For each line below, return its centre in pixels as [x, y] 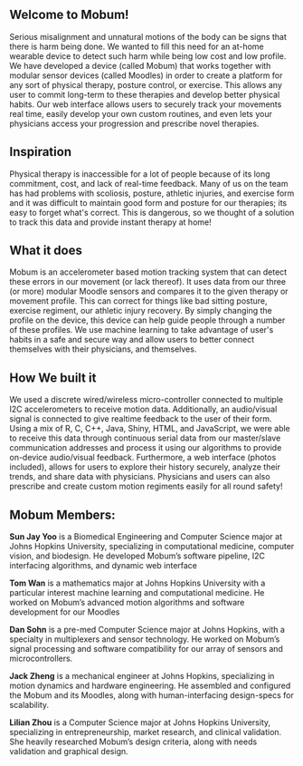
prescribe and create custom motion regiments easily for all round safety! [146, 486]
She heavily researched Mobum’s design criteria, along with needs [133, 742]
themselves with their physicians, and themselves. [103, 349]
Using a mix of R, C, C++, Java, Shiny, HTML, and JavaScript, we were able [150, 429]
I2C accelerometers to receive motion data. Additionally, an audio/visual [143, 409]
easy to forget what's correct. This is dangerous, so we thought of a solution [152, 212]
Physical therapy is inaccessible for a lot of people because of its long [140, 174]
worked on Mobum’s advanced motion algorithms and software [127, 603]
